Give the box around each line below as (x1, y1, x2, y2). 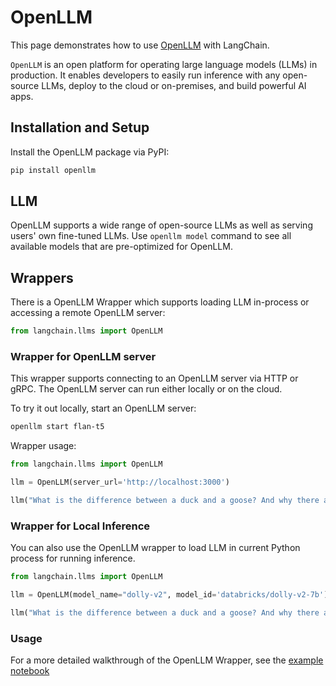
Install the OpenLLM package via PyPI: (10, 146, 170, 158)
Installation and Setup (10, 119, 150, 136)
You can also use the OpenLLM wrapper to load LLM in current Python (10, 542, 301, 554)
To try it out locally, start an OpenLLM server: (10, 402, 197, 415)
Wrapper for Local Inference (10, 519, 151, 533)
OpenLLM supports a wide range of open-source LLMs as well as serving (10, 219, 313, 231)
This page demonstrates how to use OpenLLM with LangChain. (10, 39, 270, 51)
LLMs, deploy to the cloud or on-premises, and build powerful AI (41, 79, 307, 91)
